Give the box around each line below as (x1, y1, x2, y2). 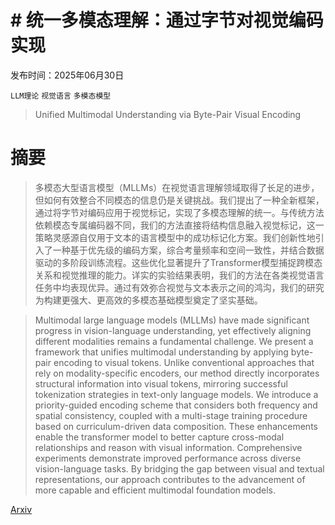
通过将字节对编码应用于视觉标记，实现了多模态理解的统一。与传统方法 (34, 206, 325, 218)
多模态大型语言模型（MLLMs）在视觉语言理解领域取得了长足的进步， (34, 181, 320, 193)
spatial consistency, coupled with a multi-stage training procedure (34, 409, 308, 421)
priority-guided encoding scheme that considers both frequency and (34, 399, 318, 411)
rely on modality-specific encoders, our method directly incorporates (34, 367, 320, 379)
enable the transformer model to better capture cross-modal (34, 431, 285, 443)
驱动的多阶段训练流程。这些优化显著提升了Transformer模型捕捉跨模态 (34, 256, 323, 268)
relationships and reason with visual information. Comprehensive (34, 441, 303, 453)
